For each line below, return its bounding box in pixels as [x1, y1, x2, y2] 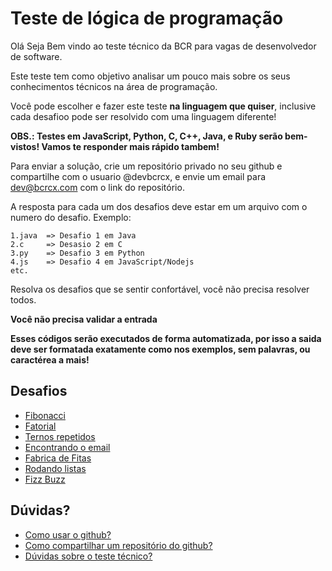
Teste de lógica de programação [10, 7, 284, 30]
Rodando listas [24, 462, 87, 474]
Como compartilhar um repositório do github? [24, 539, 213, 551]
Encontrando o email [24, 441, 111, 453]
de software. [10, 50, 63, 62]
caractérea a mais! [10, 353, 90, 366]
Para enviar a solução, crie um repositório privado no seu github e [10, 160, 283, 172]
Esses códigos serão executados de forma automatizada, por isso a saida [10, 332, 322, 344]
